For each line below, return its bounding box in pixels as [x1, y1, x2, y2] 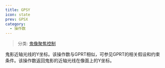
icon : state [5, 12, 30, 17]
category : [5, 21, 26, 27]
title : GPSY [5, 7, 30, 13]
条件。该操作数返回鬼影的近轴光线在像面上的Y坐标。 [5, 57, 115, 63]
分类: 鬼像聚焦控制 [17, 41, 56, 47]
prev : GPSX [5, 17, 28, 22]
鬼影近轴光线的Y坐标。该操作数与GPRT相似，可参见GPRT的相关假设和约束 [5, 51, 160, 57]
